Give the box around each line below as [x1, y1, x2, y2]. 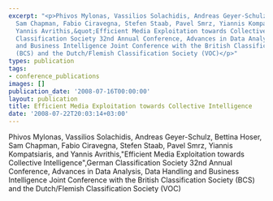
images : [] [8, 79, 45, 88]
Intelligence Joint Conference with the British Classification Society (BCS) [8, 175, 255, 185]
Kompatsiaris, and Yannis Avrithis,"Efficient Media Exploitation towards [8, 149, 245, 159]
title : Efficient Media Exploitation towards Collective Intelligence [8, 102, 253, 110]
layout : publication [8, 95, 79, 103]
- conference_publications [8, 72, 100, 80]
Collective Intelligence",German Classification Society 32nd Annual [8, 158, 233, 167]
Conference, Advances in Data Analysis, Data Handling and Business [8, 167, 240, 176]
